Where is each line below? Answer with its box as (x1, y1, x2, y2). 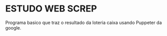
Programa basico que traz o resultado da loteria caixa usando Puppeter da (5, 19, 162, 25)
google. (5, 24, 21, 30)
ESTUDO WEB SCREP (5, 3, 97, 14)
